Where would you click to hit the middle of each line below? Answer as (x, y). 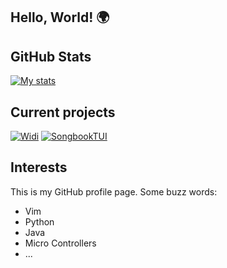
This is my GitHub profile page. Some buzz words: (114, 191)
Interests (39, 167)
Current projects (63, 112)
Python (39, 221)
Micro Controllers (60, 243)
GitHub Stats (51, 56)
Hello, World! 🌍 (60, 17)
